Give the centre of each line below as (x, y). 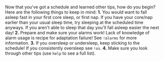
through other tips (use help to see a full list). (50, 53)
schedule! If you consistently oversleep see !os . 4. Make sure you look (76, 48)
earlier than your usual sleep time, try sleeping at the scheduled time (74, 22)
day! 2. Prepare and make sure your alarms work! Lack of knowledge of (77, 33)
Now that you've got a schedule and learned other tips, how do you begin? (80, 7)
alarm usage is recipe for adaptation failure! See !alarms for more (71, 38)
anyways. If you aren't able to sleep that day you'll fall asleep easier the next (82, 28)
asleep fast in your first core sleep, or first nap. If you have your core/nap (79, 17)
